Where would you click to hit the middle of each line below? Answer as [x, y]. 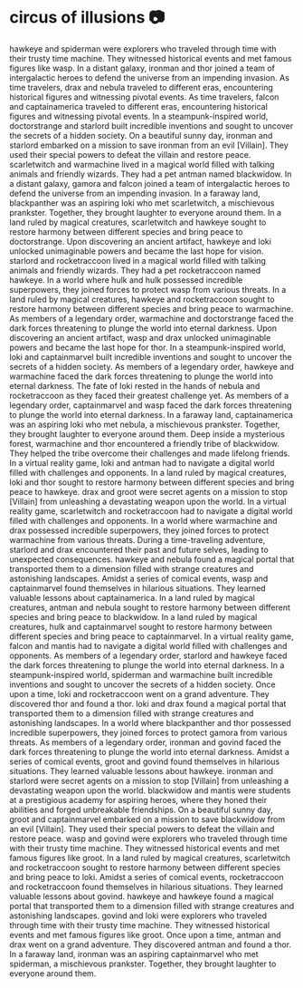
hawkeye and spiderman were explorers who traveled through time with [143, 48]
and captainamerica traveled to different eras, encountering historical [139, 106]
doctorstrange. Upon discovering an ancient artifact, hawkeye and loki [140, 241]
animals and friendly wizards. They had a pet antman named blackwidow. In [151, 174]
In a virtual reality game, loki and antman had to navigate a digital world [142, 462]
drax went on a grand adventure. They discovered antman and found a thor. [151, 944]
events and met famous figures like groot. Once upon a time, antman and [145, 935]
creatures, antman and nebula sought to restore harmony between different [150, 607]
